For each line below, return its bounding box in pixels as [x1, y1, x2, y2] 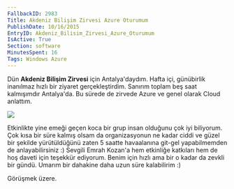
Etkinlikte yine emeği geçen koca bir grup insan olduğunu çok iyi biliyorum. [7, 123, 223, 132]
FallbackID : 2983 [7, 10, 58, 17]
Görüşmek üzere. [7, 174, 57, 182]
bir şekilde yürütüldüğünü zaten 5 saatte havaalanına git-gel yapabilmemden [7, 138, 228, 146]
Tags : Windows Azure [7, 56, 68, 63]
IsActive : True [7, 36, 52, 43]
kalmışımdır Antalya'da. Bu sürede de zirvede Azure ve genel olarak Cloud [7, 89, 221, 98]
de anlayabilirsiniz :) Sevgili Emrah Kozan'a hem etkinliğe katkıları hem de [7, 146, 218, 154]
